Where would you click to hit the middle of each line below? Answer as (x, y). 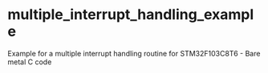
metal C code (30, 62)
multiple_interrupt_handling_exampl (131, 15)
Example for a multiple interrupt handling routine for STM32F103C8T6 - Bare (134, 53)
